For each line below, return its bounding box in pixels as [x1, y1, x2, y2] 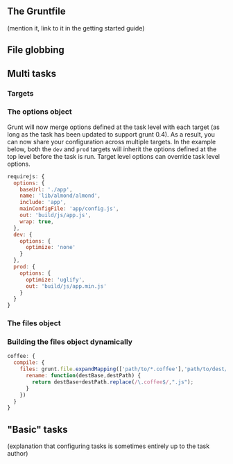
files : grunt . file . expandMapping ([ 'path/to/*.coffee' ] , [19, 366, 185, 373]
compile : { [13, 359, 45, 366]
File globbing [7, 44, 64, 56]
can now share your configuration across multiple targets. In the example [7, 137, 216, 146]
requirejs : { [7, 173, 45, 180]
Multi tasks [7, 67, 57, 79]
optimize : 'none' [25, 244, 76, 251]
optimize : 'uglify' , [25, 276, 85, 283]
